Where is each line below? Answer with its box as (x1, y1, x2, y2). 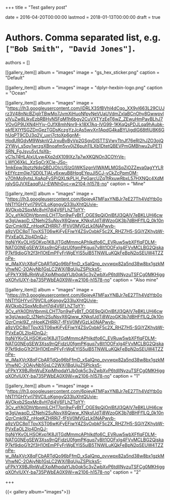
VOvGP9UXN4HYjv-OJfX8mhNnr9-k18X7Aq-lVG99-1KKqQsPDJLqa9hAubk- (5, 121, 164, 127)
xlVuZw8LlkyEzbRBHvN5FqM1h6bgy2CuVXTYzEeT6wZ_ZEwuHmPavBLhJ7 (5, 116, 163, 122)
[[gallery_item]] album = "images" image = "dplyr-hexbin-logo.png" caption (5, 84, 163, 90)
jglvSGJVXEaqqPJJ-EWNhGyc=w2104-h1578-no (5, 180, 107, 187)
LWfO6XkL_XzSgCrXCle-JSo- (5, 159, 68, 165)
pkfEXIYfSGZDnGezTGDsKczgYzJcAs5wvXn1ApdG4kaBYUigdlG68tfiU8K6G (5, 126, 164, 132)
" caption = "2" (109, 469, 141, 475)
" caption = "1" (109, 373, 140, 379)
